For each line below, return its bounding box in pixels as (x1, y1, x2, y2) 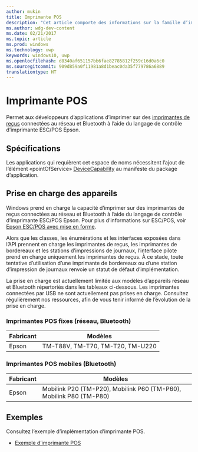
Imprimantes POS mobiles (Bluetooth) (6, 360, 117, 368)
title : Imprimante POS (6, 14, 62, 20)
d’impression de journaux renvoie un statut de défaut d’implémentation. (6, 266, 180, 273)
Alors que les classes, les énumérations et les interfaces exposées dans (6, 234, 181, 242)
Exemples (6, 412, 43, 422)
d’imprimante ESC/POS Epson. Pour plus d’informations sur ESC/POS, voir (6, 216, 187, 224)
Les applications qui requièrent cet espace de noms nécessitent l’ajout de (6, 159, 185, 166)
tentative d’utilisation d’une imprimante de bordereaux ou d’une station (6, 259, 177, 266)
